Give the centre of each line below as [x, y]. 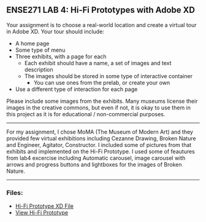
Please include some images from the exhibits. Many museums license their [102, 101]
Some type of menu [40, 50]
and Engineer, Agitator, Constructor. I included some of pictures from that [99, 145]
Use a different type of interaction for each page [76, 89]
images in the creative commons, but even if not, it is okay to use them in [99, 108]
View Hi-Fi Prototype [42, 213]
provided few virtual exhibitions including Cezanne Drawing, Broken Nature [101, 138]
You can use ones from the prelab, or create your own [102, 82]
